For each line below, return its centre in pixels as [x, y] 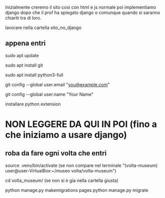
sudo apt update [22, 55]
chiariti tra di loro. [23, 18]
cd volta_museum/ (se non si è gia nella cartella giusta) [62, 180]
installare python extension [33, 104]
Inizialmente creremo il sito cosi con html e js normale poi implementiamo [81, 7]
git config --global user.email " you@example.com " [57, 84]
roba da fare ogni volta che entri [56, 153]
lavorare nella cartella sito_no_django [43, 28]
